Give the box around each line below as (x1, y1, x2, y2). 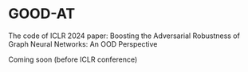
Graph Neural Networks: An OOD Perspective (8, 39, 158, 48)
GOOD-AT (8, 5, 76, 23)
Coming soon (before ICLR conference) (8, 55, 138, 64)
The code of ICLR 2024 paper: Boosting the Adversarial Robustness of (8, 31, 241, 40)
